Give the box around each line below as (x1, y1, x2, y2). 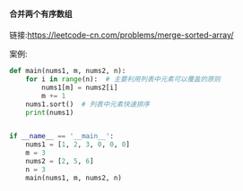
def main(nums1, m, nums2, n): (9, 67, 126, 76)
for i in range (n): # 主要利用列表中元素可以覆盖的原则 (25, 75, 221, 84)
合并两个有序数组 (9, 8, 73, 19)
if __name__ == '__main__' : (9, 132, 115, 141)
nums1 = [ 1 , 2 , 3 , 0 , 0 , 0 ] (25, 140, 130, 149)
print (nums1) (25, 108, 74, 117)
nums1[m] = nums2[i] (41, 83, 118, 92)
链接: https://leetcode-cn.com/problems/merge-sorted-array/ (9, 29, 235, 40)
